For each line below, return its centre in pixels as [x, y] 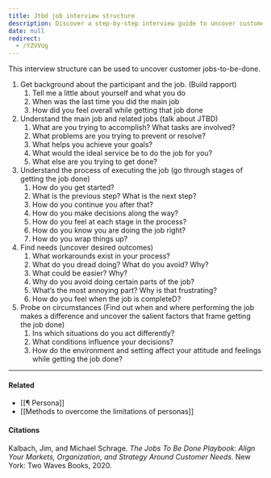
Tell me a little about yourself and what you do [109, 93]
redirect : [25, 38]
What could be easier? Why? [79, 273]
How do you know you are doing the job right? [109, 230]
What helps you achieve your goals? [92, 145]
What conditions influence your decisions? [103, 342]
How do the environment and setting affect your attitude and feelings [147, 350]
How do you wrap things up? [80, 239]
